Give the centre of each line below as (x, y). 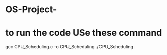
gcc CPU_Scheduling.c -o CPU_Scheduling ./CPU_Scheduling (69, 47)
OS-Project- (31, 9)
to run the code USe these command (84, 33)
